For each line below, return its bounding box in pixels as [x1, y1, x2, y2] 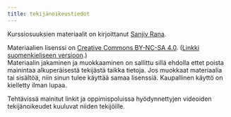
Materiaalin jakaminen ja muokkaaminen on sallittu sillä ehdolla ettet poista [7, 58, 225, 67]
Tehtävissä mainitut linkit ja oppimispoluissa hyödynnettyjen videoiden [7, 94, 212, 103]
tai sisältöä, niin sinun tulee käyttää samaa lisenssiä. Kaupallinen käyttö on [7, 73, 224, 82]
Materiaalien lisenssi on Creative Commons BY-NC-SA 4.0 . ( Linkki [7, 43, 200, 51]
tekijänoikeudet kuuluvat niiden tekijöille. [7, 101, 125, 110]
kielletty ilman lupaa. [7, 80, 67, 89]
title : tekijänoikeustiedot [7, 10, 90, 18]
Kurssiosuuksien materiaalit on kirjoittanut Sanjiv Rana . [7, 30, 167, 38]
